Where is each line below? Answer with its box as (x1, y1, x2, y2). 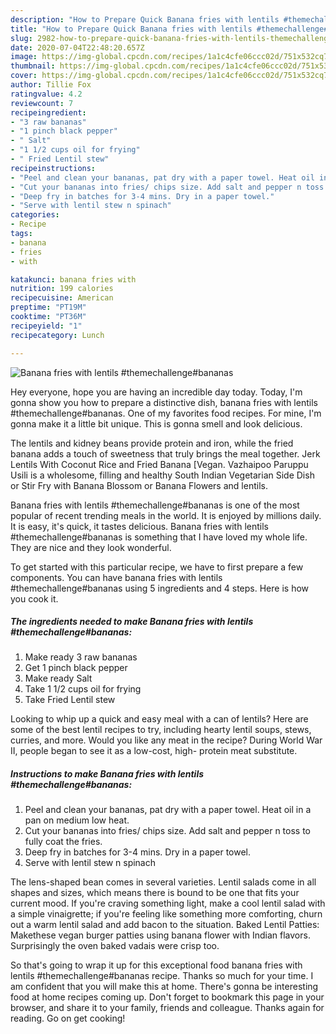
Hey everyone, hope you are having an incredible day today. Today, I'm (10, 386, 303, 398)
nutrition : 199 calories (10, 284, 114, 294)
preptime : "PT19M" (10, 302, 87, 313)
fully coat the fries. (24, 836, 103, 848)
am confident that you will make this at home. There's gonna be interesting (10, 981, 319, 993)
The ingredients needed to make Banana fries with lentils (10, 616, 254, 628)
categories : (10, 210, 60, 220)
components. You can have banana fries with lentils (10, 571, 223, 583)
